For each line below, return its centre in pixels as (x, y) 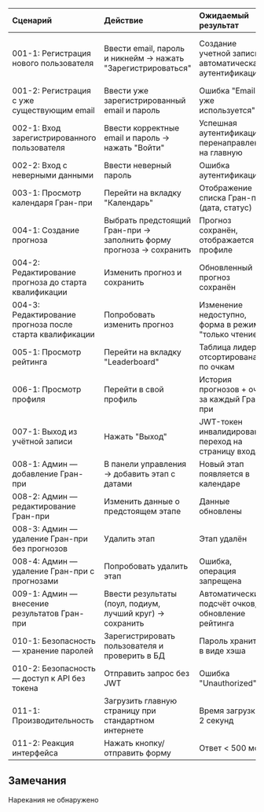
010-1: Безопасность (54, 641)
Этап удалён (223, 539)
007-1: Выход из (45, 432)
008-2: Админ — (45, 496)
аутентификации (231, 175)
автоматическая (231, 63)
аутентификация (230, 73)
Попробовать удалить (146, 566)
